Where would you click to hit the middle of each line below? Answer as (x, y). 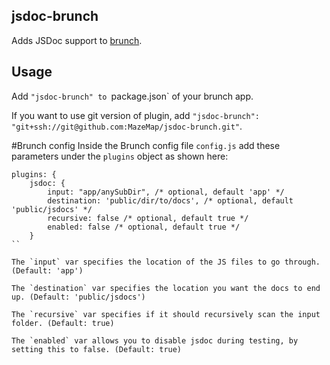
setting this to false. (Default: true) (97, 349)
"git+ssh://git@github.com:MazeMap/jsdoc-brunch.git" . (127, 126)
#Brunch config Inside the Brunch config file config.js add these (146, 145)
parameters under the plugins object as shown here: (120, 156)
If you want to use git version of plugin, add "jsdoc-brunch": (135, 115)
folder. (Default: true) (63, 323)
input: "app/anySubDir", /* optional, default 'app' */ (166, 192)
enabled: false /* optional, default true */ (144, 227)
